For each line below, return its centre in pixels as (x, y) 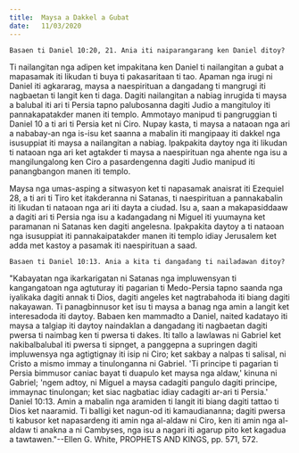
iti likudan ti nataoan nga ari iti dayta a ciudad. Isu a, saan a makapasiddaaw (149, 207)
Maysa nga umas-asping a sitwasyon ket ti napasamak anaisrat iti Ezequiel (146, 188)
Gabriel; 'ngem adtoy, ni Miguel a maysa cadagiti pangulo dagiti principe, (143, 382)
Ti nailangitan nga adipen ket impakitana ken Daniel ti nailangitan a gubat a (146, 67)
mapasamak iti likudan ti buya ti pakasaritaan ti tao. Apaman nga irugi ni (141, 76)
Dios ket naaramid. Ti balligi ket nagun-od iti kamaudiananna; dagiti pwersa (147, 410)
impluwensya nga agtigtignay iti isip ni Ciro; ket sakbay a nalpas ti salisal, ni (148, 354)
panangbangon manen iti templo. (70, 171)
